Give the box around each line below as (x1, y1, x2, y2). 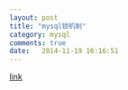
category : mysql (9, 30, 70, 39)
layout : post (9, 13, 59, 22)
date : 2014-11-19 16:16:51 (9, 47, 119, 56)
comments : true (9, 38, 67, 48)
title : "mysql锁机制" (9, 22, 87, 31)
